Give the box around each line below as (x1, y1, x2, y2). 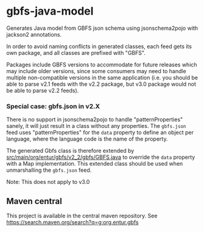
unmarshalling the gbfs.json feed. (6, 166, 92, 174)
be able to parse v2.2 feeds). (6, 86, 79, 94)
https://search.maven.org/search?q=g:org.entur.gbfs (6, 219, 139, 226)
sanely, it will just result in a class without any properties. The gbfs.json (6, 122, 186, 130)
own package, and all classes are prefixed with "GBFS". (6, 49, 146, 56)
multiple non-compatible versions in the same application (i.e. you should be (6, 74, 198, 81)
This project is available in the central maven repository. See (6, 212, 158, 220)
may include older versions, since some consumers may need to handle (6, 67, 187, 74)
